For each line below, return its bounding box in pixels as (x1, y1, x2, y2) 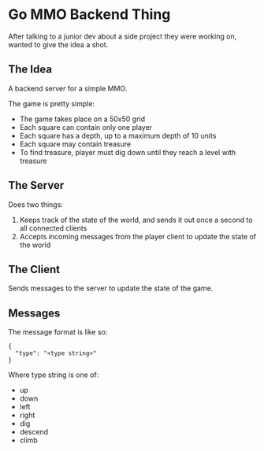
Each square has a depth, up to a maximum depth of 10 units (19, 131, 217, 140)
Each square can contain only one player (19, 122, 152, 131)
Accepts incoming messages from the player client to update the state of (19, 231, 257, 241)
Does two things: (8, 199, 63, 209)
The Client (8, 262, 61, 276)
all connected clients (19, 223, 87, 233)
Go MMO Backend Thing (8, 6, 171, 24)
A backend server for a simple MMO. (8, 83, 128, 93)
